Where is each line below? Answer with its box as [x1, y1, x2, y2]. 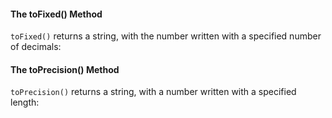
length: [10, 96, 40, 109]
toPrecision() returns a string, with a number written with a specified [10, 86, 297, 98]
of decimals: [10, 41, 62, 53]
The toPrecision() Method [10, 63, 120, 75]
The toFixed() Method [10, 8, 103, 20]
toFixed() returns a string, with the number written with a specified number [10, 30, 322, 42]
